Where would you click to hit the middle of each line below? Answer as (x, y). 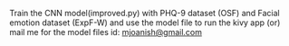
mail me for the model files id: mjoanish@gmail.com (106, 32)
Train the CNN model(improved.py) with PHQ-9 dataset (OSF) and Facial (144, 13)
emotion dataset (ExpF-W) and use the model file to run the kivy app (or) (145, 23)
